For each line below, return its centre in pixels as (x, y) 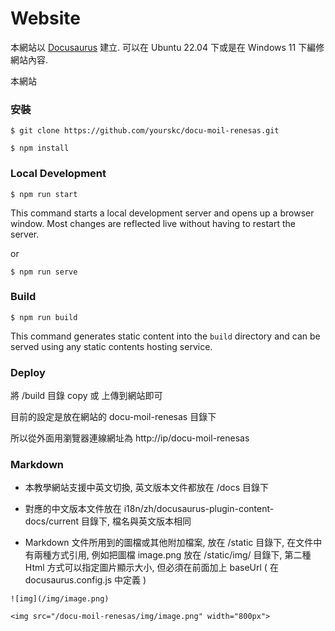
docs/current (52, 521)
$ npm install (40, 148)
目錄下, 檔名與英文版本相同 (136, 521)
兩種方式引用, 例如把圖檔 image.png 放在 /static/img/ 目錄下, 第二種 (172, 555)
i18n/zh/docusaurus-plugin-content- (199, 509)
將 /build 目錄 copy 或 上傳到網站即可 (86, 396)
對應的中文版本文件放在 (73, 509)
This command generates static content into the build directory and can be (165, 336)
